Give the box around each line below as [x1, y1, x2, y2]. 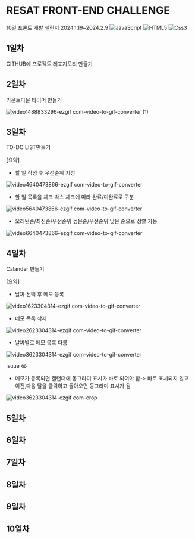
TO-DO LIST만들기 [6, 144, 51, 151]
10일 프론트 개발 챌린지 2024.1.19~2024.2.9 [6, 24, 109, 31]
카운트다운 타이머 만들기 [6, 96, 62, 103]
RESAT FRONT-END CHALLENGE [6, 4, 171, 17]
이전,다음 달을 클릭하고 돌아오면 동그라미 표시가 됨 [14, 382, 131, 389]
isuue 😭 [6, 363, 27, 370]
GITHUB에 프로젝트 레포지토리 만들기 [6, 60, 93, 67]
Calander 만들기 [6, 265, 45, 272]
